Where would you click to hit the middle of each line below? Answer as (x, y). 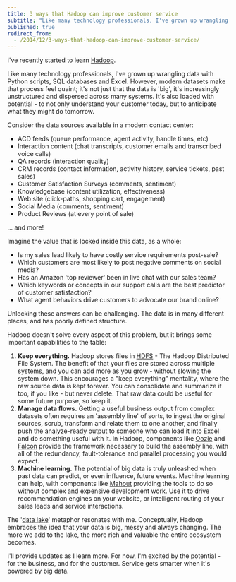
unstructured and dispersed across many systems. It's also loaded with (111, 97)
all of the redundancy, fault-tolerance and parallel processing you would (122, 453)
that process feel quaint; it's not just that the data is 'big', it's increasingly (113, 89)
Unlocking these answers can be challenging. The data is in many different (116, 314)
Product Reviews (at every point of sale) (76, 214)
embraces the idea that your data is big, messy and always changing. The (114, 528)
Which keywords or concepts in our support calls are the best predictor (121, 285)
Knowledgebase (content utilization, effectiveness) (91, 191)
